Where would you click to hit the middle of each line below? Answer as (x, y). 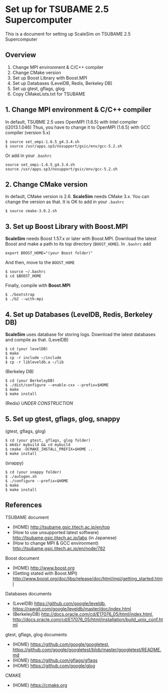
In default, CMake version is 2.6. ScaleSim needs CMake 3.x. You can (77, 197)
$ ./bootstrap (20, 295)
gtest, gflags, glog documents (36, 634)
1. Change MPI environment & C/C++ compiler (78, 110)
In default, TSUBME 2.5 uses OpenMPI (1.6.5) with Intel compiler (71, 122)
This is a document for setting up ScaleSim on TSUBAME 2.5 (68, 34)
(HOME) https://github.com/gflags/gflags (55, 660)
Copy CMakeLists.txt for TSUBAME (49, 94)
